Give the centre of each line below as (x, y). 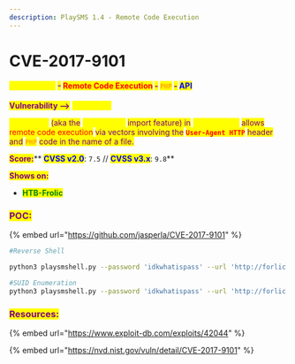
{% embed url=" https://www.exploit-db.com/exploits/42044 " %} (127, 333)
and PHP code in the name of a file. (72, 141)
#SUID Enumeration (43, 284)
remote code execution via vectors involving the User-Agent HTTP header (141, 133)
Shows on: (29, 176)
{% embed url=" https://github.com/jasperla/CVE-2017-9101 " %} (126, 235)
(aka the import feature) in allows (158, 123)
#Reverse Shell (37, 251)
